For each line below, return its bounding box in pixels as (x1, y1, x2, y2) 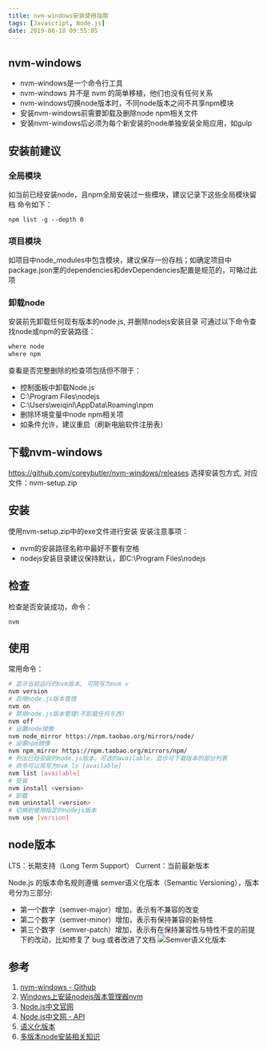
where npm (8, 350, 42, 358)
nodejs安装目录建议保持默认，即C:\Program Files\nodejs (19, 553, 206, 563)
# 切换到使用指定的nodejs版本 (8, 807, 98, 815)
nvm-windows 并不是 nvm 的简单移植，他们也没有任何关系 (19, 89, 213, 98)
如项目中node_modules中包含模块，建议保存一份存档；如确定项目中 (8, 255, 232, 265)
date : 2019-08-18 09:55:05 (8, 26, 98, 34)
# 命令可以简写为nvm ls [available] (8, 762, 122, 770)
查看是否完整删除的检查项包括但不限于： (8, 365, 141, 376)
